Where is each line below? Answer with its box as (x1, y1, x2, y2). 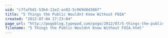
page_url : (5, 21, 26, 26)
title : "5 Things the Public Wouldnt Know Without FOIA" (5, 12, 126, 17)
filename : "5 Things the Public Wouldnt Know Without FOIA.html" (5, 26, 144, 31)
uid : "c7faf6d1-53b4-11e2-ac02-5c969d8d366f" (5, 7, 101, 12)
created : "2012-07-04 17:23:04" (5, 16, 72, 21)
